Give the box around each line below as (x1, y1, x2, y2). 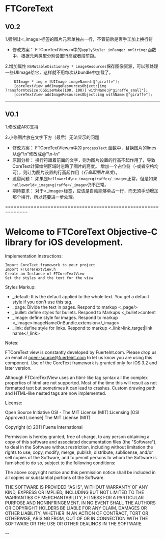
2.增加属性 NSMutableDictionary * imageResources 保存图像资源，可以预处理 (5, 63, 159, 69)
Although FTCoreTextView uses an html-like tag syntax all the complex (5, 375, 148, 380)
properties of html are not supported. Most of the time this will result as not (5, 380, 157, 385)
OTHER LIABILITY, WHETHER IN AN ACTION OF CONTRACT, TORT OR (5, 510, 148, 516)
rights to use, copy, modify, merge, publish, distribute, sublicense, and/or (5, 449, 153, 455)
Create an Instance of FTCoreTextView (5, 271, 84, 276)
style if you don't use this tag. (12, 299, 73, 305)
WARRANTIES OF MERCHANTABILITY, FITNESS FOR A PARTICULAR (5, 494, 144, 500)
